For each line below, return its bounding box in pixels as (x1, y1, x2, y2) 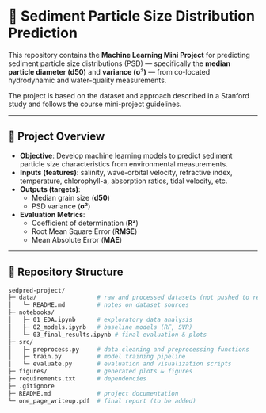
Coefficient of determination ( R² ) (31, 218, 139, 228)
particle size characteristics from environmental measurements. (19, 159, 228, 169)
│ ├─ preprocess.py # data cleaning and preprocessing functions (8, 345, 249, 354)
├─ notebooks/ (8, 308, 55, 316)
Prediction (8, 24, 78, 42)
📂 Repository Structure (8, 266, 123, 279)
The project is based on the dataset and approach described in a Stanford (8, 90, 249, 100)
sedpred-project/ (8, 286, 66, 294)
